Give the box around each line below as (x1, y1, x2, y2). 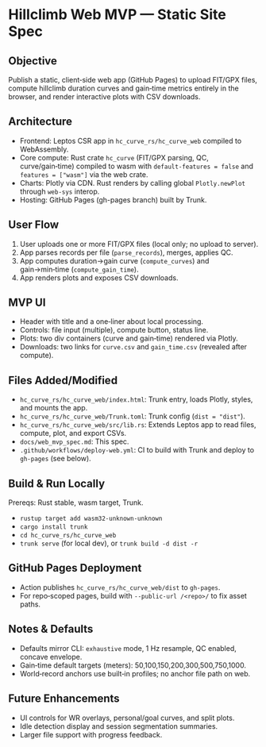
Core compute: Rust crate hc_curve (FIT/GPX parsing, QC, (19, 152, 209, 162)
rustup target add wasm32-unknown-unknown (19, 514, 163, 523)
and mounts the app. (19, 403, 88, 413)
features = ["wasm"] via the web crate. (19, 169, 148, 179)
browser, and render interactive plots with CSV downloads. (8, 92, 201, 101)
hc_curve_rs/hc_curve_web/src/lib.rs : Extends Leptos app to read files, (19, 420, 256, 429)
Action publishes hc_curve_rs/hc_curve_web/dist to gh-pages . (19, 582, 221, 592)
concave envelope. (19, 652, 83, 661)
